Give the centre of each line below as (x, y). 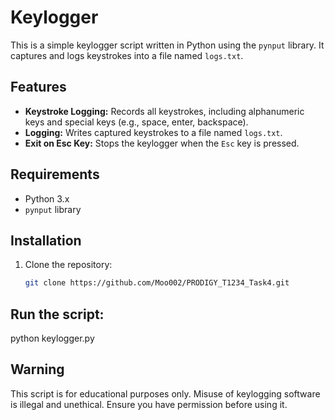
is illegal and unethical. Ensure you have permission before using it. (149, 404)
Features (38, 87)
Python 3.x (47, 198)
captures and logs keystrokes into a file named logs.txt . (127, 55)
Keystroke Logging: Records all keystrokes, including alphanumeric (164, 111)
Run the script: (57, 314)
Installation (46, 240)
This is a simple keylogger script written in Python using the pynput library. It (167, 45)
